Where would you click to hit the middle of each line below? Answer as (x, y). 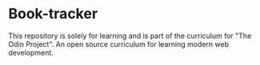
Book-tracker (53, 14)
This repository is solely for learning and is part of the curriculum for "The (130, 36)
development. (31, 52)
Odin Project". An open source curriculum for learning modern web (119, 44)
